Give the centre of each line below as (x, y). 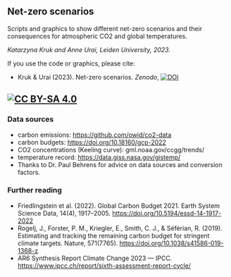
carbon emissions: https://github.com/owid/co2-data (94, 135)
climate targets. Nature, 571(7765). (68, 243)
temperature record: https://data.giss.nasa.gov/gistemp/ (99, 157)
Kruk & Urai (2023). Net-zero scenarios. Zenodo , (88, 77)
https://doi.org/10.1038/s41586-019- (171, 243)
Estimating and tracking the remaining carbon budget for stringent (113, 235)
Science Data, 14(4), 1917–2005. (64, 213)
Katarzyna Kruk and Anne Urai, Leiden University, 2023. (89, 49)
